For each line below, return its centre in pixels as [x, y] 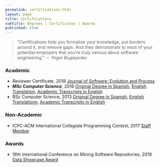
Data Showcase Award [35, 160]
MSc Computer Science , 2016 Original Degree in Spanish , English [79, 86]
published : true [22, 28]
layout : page [18, 14]
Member [21, 131]
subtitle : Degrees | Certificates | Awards [50, 23]
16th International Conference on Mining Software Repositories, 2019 [82, 154]
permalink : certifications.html [38, 10]
